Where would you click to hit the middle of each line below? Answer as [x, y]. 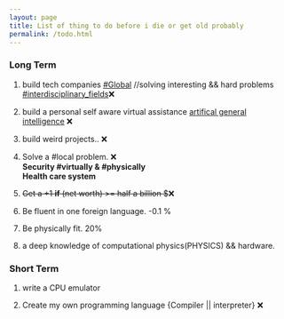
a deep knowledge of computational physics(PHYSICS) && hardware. [148, 245]
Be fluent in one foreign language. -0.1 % [96, 211]
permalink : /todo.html [51, 34]
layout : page [33, 17]
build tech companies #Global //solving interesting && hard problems [148, 84]
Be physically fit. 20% [62, 228]
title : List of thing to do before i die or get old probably [126, 26]
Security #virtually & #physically [84, 166]
